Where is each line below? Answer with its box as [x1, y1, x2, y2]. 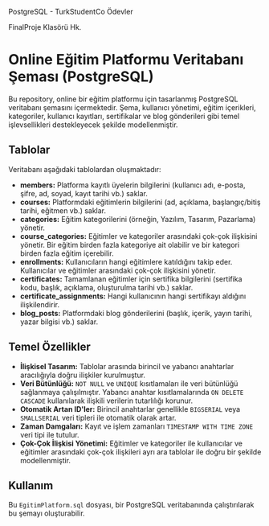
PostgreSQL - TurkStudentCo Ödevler [8, 7, 134, 16]
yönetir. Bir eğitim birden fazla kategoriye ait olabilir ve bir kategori [19, 240, 240, 249]
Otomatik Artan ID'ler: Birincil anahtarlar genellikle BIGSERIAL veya [19, 404, 241, 413]
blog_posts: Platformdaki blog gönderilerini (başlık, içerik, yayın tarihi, [19, 308, 253, 318]
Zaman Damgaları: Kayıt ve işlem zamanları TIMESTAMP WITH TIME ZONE [19, 421, 254, 431]
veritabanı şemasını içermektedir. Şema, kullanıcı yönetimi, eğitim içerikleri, [8, 102, 256, 112]
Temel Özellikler [8, 340, 91, 354]
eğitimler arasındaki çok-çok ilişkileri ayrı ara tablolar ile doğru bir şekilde [19, 446, 262, 457]
